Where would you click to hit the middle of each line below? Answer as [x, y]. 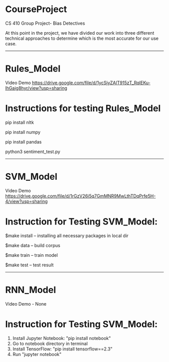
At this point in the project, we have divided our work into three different [80, 33]
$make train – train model [31, 255]
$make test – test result [29, 265]
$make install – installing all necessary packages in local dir [67, 236]
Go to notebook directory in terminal [50, 343]
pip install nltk [20, 122]
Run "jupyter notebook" [37, 354]
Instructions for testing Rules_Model [83, 108]
